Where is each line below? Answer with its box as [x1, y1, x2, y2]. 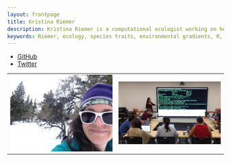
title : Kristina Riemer [7, 18, 76, 25]
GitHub [16, 52, 38, 61]
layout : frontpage [7, 11, 60, 18]
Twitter [16, 60, 38, 68]
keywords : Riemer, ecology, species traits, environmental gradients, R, [7, 33, 223, 40]
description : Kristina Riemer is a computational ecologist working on [7, 25, 217, 32]
